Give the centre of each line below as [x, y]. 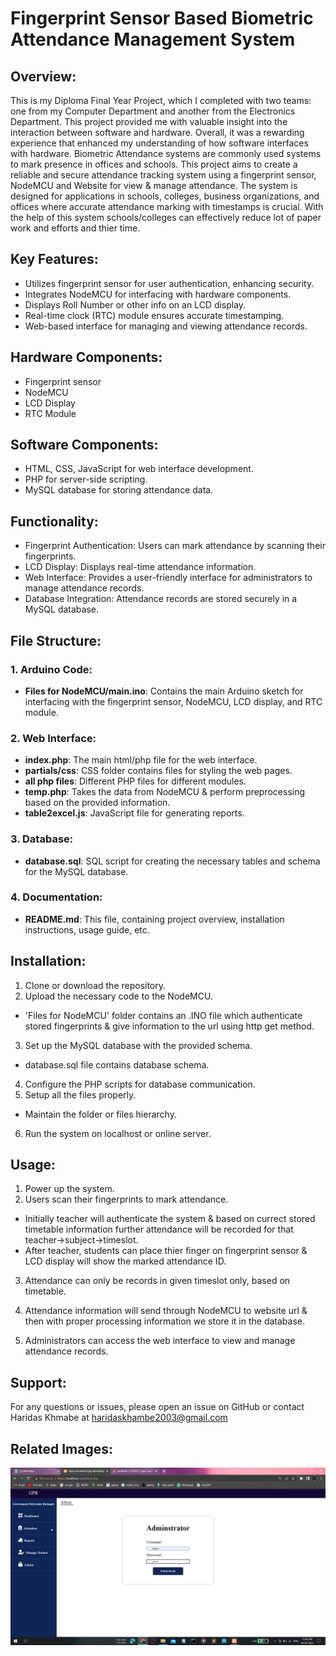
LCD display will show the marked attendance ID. [125, 1261]
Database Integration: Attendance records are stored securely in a [161, 599]
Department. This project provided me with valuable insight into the [149, 121]
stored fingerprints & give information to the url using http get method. [169, 1026]
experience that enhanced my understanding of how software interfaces [159, 143]
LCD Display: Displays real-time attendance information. [140, 567]
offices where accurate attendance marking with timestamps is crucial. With [167, 206]
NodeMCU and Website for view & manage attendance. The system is [154, 185]
